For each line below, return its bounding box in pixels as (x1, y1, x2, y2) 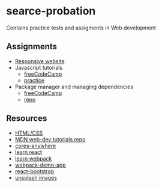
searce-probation (6, 4, 96, 18)
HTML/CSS (14, 129, 43, 136)
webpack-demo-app (14, 161, 66, 168)
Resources (6, 113, 47, 124)
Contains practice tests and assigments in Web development (6, 24, 156, 31)
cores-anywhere (14, 142, 56, 149)
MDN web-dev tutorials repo (14, 135, 86, 143)
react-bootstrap (14, 167, 55, 175)
